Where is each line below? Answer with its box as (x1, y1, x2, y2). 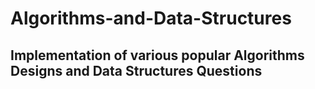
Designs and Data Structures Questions (10, 62, 263, 79)
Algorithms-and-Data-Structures (10, 7, 292, 30)
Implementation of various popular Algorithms (10, 47, 305, 64)
